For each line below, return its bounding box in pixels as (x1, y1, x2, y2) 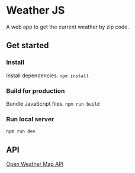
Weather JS (6, 4, 65, 17)
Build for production (6, 87, 65, 95)
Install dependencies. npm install (6, 72, 89, 79)
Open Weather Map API (6, 161, 64, 168)
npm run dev (6, 128, 36, 134)
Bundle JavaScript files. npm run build (6, 100, 100, 107)
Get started (6, 40, 49, 51)
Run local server (6, 115, 54, 123)
